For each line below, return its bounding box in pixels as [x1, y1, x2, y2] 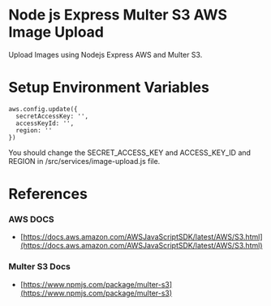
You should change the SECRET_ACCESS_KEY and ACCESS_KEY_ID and [8, 148, 252, 157]
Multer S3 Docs [8, 261, 71, 273]
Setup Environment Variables [8, 79, 209, 97]
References [8, 185, 88, 204]
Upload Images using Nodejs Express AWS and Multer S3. [8, 50, 203, 59]
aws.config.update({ [8, 105, 79, 113]
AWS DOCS [8, 213, 54, 225]
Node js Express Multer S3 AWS [8, 6, 228, 24]
